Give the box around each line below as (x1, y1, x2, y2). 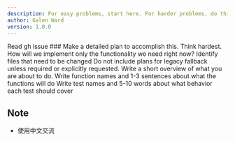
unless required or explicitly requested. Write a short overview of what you (7, 64, 222, 73)
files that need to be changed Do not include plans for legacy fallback (7, 57, 208, 66)
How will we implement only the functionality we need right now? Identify (7, 50, 218, 58)
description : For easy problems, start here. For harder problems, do (7, 10, 218, 17)
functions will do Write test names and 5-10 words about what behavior (7, 80, 213, 88)
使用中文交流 (17, 126, 55, 135)
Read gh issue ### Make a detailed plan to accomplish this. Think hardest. (7, 43, 222, 51)
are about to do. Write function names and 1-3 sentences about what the (7, 72, 217, 80)
